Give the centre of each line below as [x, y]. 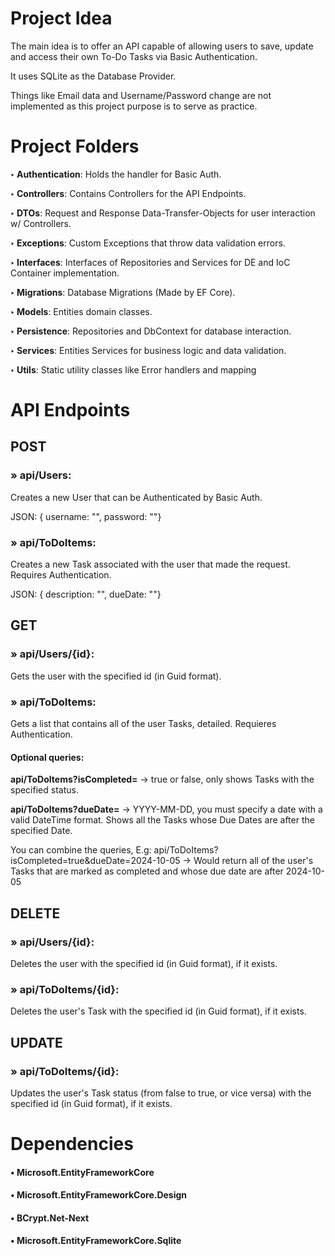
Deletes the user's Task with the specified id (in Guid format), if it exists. [158, 1011]
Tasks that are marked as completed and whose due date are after [147, 871]
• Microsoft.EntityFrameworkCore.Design [99, 1195]
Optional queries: [47, 757]
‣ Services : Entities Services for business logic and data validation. [148, 350]
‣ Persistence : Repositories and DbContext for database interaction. [151, 331]
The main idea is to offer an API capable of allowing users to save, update [162, 46]
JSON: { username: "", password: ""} [86, 516]
